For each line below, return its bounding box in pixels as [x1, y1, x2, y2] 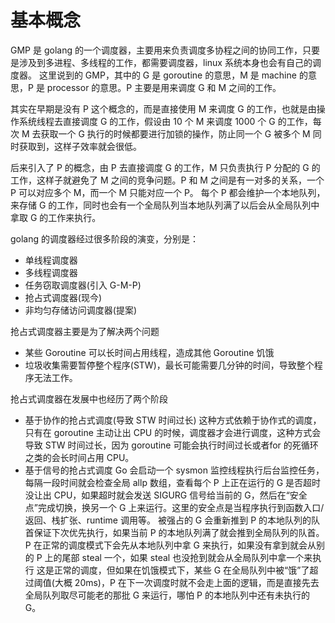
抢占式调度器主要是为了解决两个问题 [10, 325, 160, 337]
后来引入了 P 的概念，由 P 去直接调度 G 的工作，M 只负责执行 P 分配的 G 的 [10, 161, 321, 173]
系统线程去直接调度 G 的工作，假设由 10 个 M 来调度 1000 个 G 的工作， [18, 115, 313, 127]
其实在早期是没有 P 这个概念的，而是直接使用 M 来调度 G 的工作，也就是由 [10, 102, 317, 115]
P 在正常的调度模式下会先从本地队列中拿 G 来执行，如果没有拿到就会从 [24, 539, 317, 551]
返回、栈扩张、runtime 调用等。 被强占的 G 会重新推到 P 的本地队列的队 [24, 514, 321, 526]
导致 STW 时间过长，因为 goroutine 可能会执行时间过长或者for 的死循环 [24, 439, 319, 451]
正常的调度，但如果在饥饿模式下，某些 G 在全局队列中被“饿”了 [53, 564, 310, 576]
